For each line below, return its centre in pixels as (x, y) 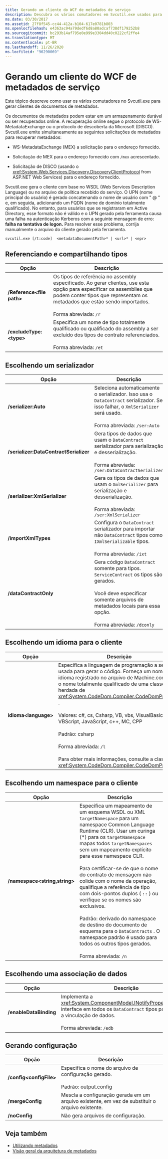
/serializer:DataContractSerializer (48, 452)
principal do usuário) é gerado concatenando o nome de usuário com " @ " (83, 198)
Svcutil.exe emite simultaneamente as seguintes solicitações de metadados (83, 132)
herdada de (72, 690)
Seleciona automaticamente (127, 388)
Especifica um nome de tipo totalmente (99, 322)
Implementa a (77, 997)
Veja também (26, 1133)
